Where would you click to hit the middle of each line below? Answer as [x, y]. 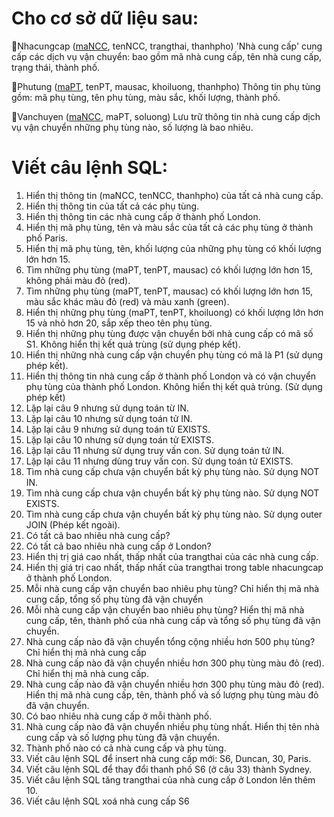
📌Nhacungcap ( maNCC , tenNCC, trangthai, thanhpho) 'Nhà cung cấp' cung [167, 46]
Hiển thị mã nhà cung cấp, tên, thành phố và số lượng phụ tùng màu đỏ [172, 694]
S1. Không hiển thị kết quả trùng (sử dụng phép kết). [133, 344]
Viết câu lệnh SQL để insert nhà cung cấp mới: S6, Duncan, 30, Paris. [168, 758]
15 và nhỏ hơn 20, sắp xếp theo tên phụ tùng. [119, 323]
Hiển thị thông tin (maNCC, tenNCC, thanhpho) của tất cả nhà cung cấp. [174, 195]
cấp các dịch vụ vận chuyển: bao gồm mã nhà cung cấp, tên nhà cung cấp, [167, 56]
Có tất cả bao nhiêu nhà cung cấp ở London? [118, 546]
